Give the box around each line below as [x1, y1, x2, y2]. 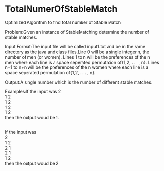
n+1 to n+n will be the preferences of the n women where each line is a [5, 64, 149, 70]
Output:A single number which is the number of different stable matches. [5, 79, 153, 85]
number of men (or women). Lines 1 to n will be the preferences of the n [5, 54, 151, 60]
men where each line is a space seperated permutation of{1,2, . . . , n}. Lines [5, 59, 160, 65]
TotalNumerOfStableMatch [5, 3, 118, 15]
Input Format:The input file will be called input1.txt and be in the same [5, 43, 146, 49]
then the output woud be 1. [5, 114, 59, 120]
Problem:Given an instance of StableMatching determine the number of [5, 29, 150, 35]
